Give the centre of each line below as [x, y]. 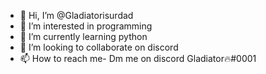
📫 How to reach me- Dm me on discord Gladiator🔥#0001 [138, 58]
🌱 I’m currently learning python [83, 36]
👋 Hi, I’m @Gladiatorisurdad [76, 15]
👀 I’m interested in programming [86, 26]
